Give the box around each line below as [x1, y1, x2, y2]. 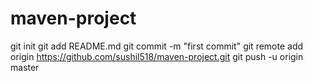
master [10, 61, 40, 73]
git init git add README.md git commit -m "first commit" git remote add [10, 40, 304, 52]
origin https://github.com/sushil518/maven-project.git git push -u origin [10, 50, 304, 62]
